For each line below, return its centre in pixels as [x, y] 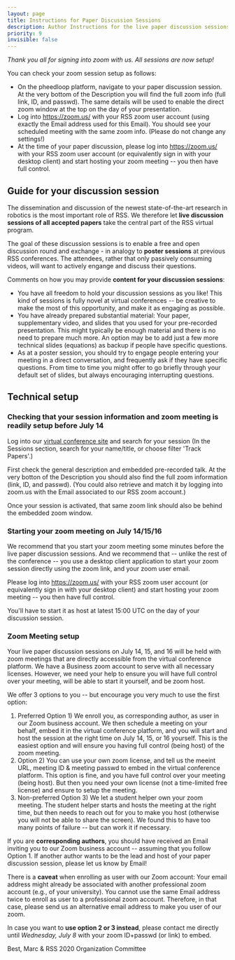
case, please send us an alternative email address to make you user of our [114, 907]
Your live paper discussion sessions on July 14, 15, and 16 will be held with [114, 652]
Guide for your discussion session [83, 191]
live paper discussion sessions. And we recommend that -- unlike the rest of [117, 554]
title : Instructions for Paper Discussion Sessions [84, 20]
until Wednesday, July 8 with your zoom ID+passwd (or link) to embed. [109, 935]
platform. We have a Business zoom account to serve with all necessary [111, 666]
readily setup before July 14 [56, 426]
